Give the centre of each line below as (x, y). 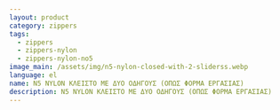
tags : (19, 34)
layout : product (39, 17)
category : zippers (43, 26)
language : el (33, 75)
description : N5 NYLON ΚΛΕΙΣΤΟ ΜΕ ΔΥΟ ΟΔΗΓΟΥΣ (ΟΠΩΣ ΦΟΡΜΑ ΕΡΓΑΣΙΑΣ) (141, 91)
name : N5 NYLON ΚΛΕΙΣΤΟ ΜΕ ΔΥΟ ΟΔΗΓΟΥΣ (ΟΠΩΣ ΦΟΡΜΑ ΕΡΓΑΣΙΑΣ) (127, 83)
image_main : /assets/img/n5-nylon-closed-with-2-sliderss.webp (129, 67)
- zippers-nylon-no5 (55, 59)
